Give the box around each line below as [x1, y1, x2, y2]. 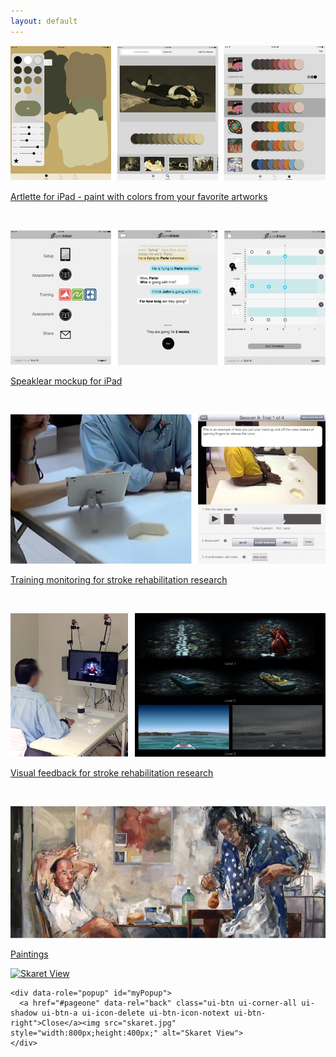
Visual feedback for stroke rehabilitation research [10, 767, 214, 779]
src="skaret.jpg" [104, 1018, 177, 1028]
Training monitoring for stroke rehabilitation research [10, 574, 228, 586]
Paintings [10, 948, 49, 960]
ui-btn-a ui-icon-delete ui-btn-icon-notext [41, 1008, 230, 1018]
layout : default [10, 16, 78, 26]
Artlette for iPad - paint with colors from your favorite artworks [10, 191, 268, 203]
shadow [10, 1008, 38, 1018]
